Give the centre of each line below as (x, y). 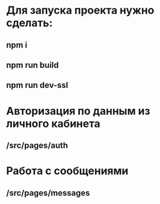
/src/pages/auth (37, 145)
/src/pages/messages (48, 193)
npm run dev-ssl (37, 85)
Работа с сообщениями (68, 171)
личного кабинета (53, 123)
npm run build (33, 65)
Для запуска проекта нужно (80, 10)
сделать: (29, 23)
